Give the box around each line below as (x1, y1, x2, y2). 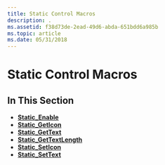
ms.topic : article (7, 29, 61, 37)
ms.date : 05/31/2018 (7, 37, 68, 44)
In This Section (7, 94, 74, 106)
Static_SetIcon (17, 143, 62, 152)
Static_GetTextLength (17, 136, 83, 144)
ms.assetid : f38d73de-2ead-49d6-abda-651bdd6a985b (7, 23, 159, 30)
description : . (7, 17, 52, 24)
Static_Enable (17, 113, 59, 121)
